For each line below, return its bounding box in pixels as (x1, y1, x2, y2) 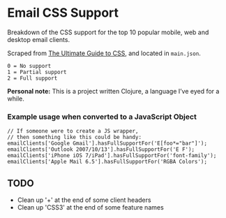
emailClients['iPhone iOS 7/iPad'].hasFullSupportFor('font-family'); (7, 152, 217, 159)
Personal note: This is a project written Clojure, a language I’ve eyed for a (7, 87, 220, 95)
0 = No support (7, 62, 52, 69)
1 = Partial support (7, 68, 68, 75)
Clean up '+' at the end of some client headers (17, 196, 151, 204)
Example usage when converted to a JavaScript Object (7, 112, 197, 122)
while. (7, 94, 24, 103)
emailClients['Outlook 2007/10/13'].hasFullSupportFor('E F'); (7, 146, 195, 153)
